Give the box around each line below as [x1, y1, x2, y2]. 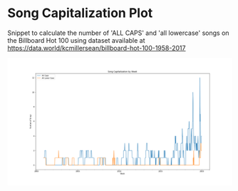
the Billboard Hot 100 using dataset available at [7, 36, 145, 44]
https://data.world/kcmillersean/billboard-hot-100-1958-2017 [7, 43, 186, 52]
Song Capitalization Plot [7, 5, 153, 21]
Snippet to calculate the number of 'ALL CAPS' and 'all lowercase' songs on [7, 29, 229, 37]
